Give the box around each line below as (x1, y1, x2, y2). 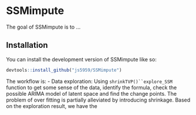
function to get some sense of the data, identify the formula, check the (6, 83, 177, 91)
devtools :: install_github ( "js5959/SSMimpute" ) (6, 67, 122, 73)
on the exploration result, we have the (6, 102, 98, 109)
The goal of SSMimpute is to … (6, 23, 81, 30)
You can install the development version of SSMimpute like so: (6, 55, 157, 62)
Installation (6, 40, 48, 50)
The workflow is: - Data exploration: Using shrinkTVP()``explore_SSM (6, 78, 173, 85)
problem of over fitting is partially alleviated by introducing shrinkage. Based (6, 96, 191, 103)
